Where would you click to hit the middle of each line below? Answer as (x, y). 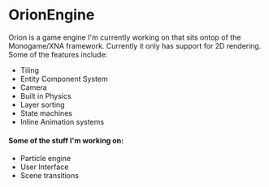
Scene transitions (50, 176)
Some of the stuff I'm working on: (66, 140)
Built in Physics (46, 96)
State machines (46, 113)
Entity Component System (64, 79)
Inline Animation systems (62, 121)
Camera (33, 87)
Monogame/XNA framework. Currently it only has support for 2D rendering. (135, 45)
